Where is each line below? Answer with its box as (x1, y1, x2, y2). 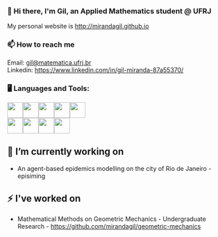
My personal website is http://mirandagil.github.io (7, 22, 149, 31)
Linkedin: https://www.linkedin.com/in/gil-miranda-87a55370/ (7, 65, 184, 74)
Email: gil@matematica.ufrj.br (7, 58, 92, 67)
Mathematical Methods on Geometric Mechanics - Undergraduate (17, 215, 206, 223)
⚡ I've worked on (7, 193, 81, 204)
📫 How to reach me (7, 40, 75, 49)
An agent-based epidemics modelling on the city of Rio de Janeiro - (17, 164, 212, 172)
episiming (17, 172, 46, 180)
